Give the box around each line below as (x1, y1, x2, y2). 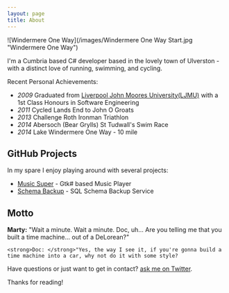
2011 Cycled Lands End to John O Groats (17, 106, 134, 114)
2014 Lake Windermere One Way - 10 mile (17, 128, 138, 136)
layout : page (7, 10, 45, 17)
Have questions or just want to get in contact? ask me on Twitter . (7, 265, 193, 273)
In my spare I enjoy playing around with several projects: (7, 166, 169, 174)
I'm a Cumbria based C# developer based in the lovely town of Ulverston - (7, 56, 220, 65)
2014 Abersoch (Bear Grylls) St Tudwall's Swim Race (17, 120, 169, 128)
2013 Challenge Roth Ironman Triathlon (17, 112, 129, 122)
